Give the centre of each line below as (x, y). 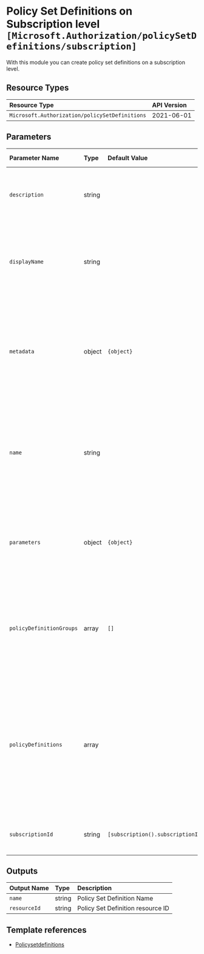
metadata (22, 351)
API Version (169, 105)
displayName (27, 262)
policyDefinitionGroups (44, 628)
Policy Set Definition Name (115, 899)
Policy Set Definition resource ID (123, 908)
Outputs (22, 871)
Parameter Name (34, 158)
